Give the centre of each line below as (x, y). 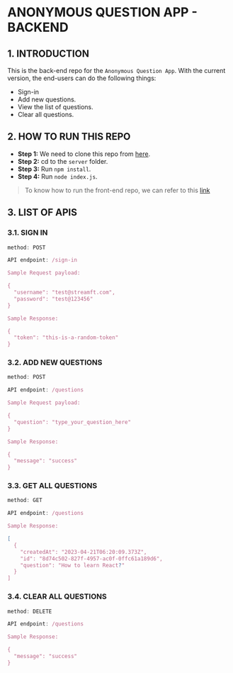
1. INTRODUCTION (49, 54)
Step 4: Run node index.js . (57, 176)
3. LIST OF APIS (42, 212)
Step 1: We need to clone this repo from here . (84, 154)
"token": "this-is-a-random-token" (66, 338)
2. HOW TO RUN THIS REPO (69, 137)
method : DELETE (30, 611)
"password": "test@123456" (53, 299)
